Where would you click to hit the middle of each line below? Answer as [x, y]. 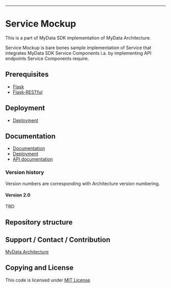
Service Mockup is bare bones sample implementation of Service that [78, 47]
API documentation [33, 159]
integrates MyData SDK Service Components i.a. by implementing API [78, 53]
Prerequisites [27, 74]
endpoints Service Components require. [47, 58]
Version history [25, 172]
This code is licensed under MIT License [48, 280]
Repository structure [39, 222]
